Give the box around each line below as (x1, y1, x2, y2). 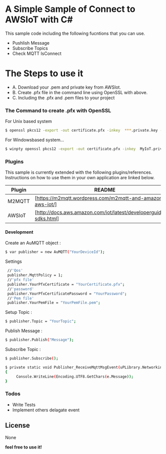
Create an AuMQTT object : (5, 240, 61, 246)
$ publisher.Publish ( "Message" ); (5, 338, 74, 343)
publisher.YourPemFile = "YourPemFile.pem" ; (7, 301, 100, 305)
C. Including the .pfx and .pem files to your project (12, 95, 115, 101)
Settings (5, 258, 22, 264)
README (94, 187, 116, 194)
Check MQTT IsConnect (12, 50, 62, 56)
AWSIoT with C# (5, 14, 73, 25)
